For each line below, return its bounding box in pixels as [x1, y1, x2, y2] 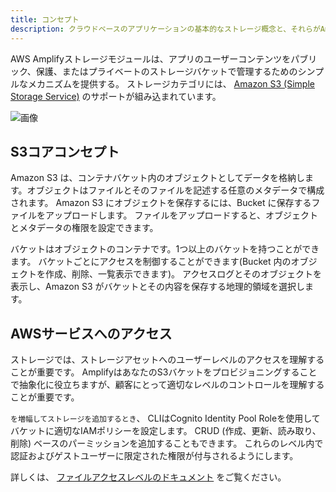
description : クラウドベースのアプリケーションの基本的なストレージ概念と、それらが [10, 24, 321, 34]
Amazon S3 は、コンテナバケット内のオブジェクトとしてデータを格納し [10, 172, 306, 184]
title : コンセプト [10, 14, 80, 25]
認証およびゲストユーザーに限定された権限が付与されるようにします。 [10, 450, 299, 462]
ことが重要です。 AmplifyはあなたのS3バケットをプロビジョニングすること [10, 366, 318, 378]
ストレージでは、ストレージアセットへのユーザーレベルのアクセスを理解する [10, 354, 325, 366]
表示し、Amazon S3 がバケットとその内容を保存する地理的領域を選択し [10, 281, 306, 293]
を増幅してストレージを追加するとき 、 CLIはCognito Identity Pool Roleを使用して [10, 412, 321, 425]
